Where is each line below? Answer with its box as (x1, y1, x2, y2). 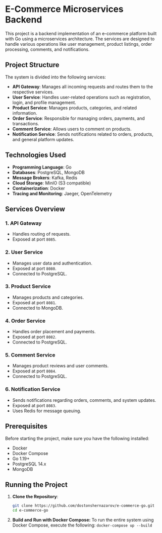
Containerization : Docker (12, 185, 65, 191)
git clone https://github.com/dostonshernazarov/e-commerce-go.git (12, 503, 155, 508)
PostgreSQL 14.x (12, 461, 47, 467)
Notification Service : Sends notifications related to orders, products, (12, 131, 154, 137)
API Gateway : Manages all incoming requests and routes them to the (12, 84, 153, 89)
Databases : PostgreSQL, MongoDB (12, 169, 85, 175)
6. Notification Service (5, 386, 60, 393)
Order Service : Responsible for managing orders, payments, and (12, 115, 145, 121)
